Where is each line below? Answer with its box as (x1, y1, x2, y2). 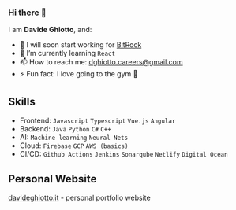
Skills (8, 94, 36, 109)
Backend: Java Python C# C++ (19, 124, 112, 134)
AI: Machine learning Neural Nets (19, 133, 129, 142)
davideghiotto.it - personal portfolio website (8, 193, 152, 202)
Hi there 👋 (8, 7, 47, 18)
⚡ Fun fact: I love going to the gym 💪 (19, 69, 138, 79)
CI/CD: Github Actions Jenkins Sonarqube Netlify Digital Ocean (19, 149, 228, 159)
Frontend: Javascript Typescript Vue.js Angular (19, 116, 176, 125)
